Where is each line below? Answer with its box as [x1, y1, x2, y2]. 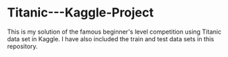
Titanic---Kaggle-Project [7, 5, 154, 21]
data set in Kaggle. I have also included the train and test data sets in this [7, 34, 215, 43]
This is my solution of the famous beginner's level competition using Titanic [7, 27, 222, 36]
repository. [7, 42, 38, 50]
